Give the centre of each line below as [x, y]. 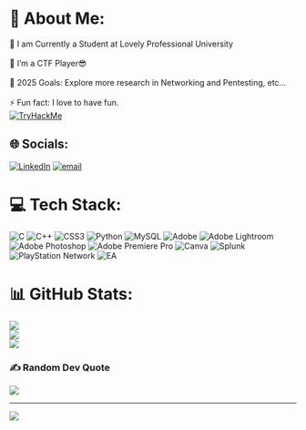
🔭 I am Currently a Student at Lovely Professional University [122, 44]
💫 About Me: [57, 19]
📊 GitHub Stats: [71, 294]
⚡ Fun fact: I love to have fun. [64, 102]
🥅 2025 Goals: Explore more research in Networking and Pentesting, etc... [148, 82]
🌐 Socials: [39, 144]
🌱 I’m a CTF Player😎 [48, 63]
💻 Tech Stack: [66, 205]
